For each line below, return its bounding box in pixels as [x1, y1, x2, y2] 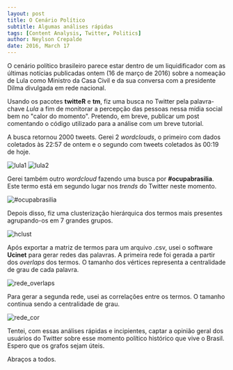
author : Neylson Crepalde [7, 36, 82, 43]
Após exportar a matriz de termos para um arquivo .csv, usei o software [7, 243, 214, 251]
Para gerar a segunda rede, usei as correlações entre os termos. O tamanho [7, 293, 225, 300]
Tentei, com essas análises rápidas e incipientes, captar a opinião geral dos [7, 327, 224, 335]
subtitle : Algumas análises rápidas [7, 23, 113, 30]
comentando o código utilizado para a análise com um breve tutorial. [7, 120, 204, 127]
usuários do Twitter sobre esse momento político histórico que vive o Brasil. [7, 335, 225, 342]
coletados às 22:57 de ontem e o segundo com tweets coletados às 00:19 [7, 140, 219, 148]
